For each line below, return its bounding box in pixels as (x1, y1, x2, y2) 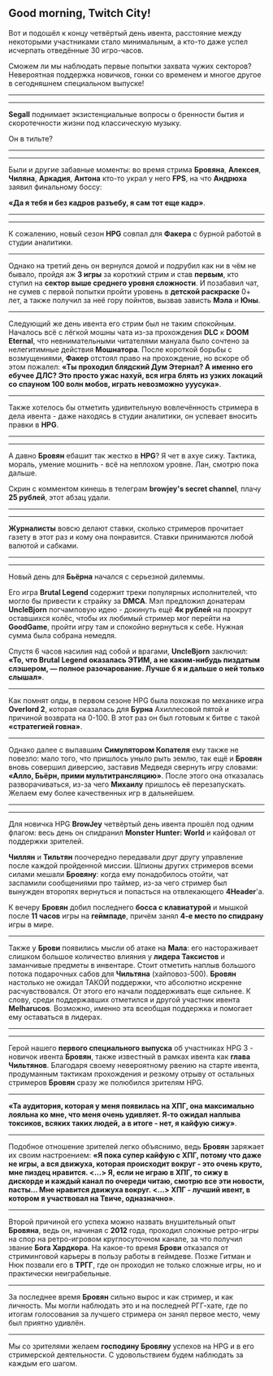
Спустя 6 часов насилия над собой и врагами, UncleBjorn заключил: (8, 646, 248, 656)
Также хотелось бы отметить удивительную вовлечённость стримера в (8, 402, 259, 412)
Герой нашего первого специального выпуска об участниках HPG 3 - (8, 1043, 253, 1053)
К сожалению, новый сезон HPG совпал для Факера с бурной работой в (8, 228, 262, 238)
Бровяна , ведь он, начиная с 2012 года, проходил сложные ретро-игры (8, 1225, 259, 1235)
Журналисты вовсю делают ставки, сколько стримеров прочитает (8, 523, 244, 533)
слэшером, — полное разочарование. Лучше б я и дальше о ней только (8, 663, 265, 673)
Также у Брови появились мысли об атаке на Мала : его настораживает (8, 943, 258, 953)
